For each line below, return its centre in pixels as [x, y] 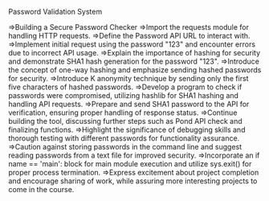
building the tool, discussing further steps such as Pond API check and [125, 121]
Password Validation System [55, 12]
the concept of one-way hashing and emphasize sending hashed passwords [135, 70]
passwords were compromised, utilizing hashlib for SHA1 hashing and [124, 95]
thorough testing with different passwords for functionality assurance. [124, 138]
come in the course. [41, 189]
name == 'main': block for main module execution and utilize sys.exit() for [130, 164]
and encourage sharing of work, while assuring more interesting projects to [133, 181]
